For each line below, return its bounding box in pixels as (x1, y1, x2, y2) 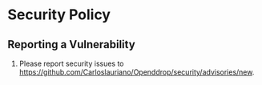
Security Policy (7, 6, 111, 24)
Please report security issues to (18, 59, 125, 68)
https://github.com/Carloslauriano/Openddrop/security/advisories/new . (18, 67, 255, 77)
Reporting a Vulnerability (7, 38, 135, 51)
